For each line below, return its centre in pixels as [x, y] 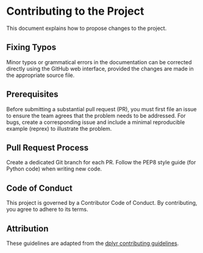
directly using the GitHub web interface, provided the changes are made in [100, 68]
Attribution [27, 228]
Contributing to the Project [75, 11]
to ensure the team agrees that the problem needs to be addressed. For [96, 116]
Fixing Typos [31, 47]
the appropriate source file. [41, 75]
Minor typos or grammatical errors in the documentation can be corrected [99, 62]
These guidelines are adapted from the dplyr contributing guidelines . [93, 243]
